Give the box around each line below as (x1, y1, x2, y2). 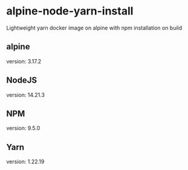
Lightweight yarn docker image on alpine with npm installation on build (6, 24, 183, 31)
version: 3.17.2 (6, 57, 42, 65)
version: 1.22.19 (6, 158, 45, 165)
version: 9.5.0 (6, 125, 41, 132)
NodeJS (6, 75, 37, 86)
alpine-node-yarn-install (6, 4, 134, 18)
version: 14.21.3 (6, 91, 45, 98)
